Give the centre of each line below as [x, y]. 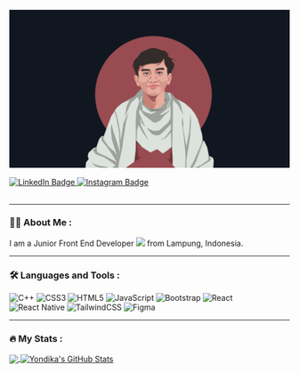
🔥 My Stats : [36, 339]
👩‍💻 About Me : [41, 223]
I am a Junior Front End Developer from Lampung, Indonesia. [126, 243]
